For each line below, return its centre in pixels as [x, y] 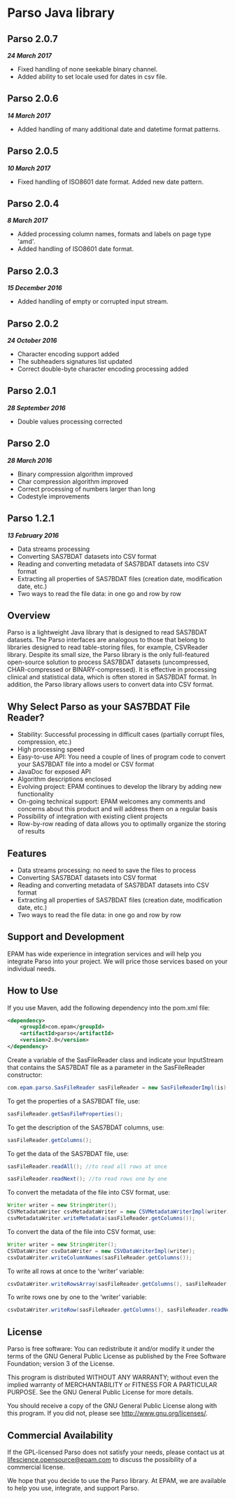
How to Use [33, 991]
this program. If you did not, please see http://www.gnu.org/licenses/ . [108, 1413]
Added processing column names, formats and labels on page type [114, 234]
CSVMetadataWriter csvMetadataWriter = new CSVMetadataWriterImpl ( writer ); [120, 1212]
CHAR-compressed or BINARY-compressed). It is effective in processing [112, 670]
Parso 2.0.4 [33, 204]
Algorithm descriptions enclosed [64, 779]
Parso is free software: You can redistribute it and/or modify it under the [111, 1349]
